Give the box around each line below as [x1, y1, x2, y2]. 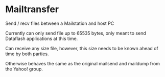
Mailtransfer [5, 4, 59, 15]
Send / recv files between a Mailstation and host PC [5, 20, 114, 26]
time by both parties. [5, 51, 49, 57]
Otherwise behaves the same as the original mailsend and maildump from [5, 60, 160, 66]
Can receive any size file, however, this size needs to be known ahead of [5, 45, 158, 51]
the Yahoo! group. [5, 66, 43, 72]
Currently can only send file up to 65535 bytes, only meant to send [5, 30, 147, 36]
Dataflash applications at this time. [5, 35, 78, 42]
